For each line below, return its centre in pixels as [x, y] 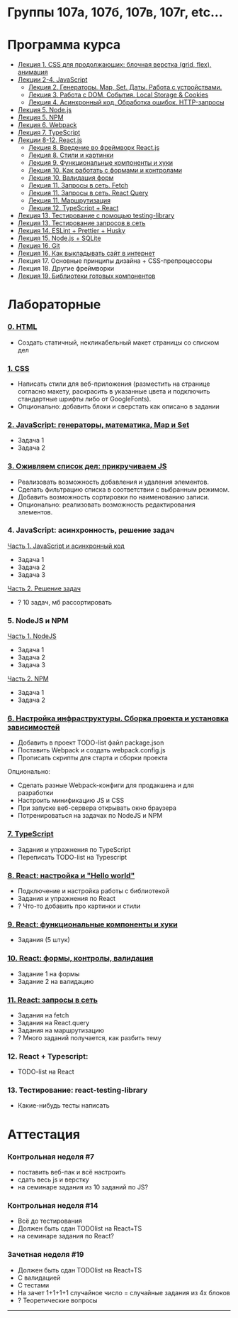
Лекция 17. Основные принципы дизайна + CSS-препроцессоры [115, 261]
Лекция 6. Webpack [47, 125]
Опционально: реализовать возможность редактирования [107, 504]
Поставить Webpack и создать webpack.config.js [92, 750]
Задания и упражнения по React [66, 898]
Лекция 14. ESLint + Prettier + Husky [72, 231]
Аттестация [44, 1134]
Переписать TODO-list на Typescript [72, 857]
